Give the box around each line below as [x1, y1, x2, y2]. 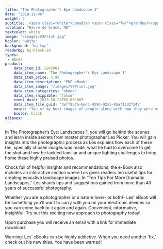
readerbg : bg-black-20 [5, 48, 51, 53]
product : [5, 61, 23, 66]
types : [5, 52, 18, 57]
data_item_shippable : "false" [14, 93, 75, 98]
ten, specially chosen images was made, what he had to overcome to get [5, 144, 151, 150]
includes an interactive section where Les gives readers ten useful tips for [5, 169, 153, 175]
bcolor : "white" [5, 39, 38, 44]
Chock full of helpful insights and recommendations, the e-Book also [5, 164, 143, 170]
